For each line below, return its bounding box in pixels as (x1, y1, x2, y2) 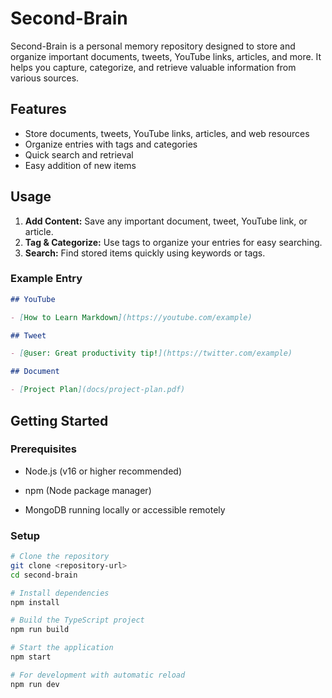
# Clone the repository (10, 552, 110, 562)
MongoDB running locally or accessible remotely (24, 503, 226, 516)
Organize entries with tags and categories (24, 138, 198, 150)
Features (10, 101, 67, 118)
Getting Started (10, 412, 109, 429)
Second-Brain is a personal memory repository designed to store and (10, 40, 296, 52)
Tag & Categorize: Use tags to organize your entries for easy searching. (24, 236, 323, 248)
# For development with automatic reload (10, 670, 186, 680)
